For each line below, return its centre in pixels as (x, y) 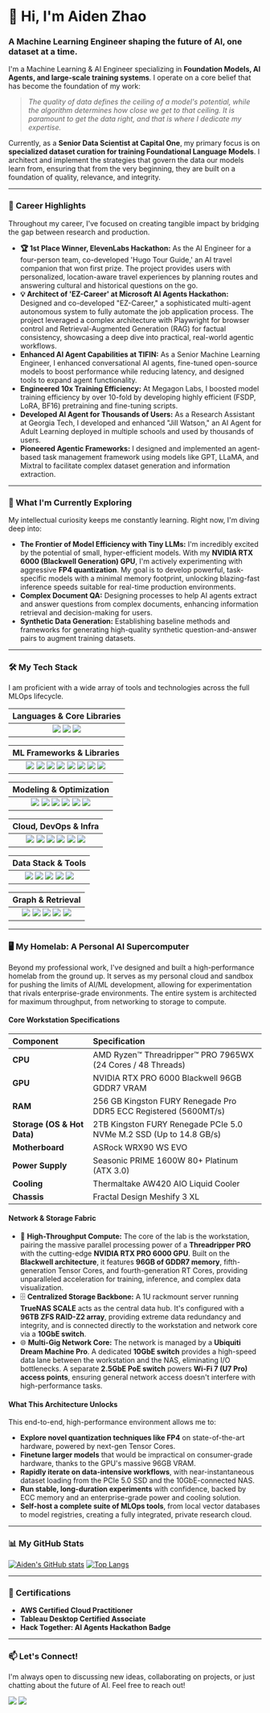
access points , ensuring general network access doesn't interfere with (137, 1377)
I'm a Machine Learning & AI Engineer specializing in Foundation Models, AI (135, 69)
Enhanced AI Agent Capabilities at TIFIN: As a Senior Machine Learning (140, 354)
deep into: (25, 529)
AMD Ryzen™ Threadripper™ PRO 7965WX (174, 1054)
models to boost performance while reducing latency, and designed (132, 371)
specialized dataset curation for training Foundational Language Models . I (134, 151)
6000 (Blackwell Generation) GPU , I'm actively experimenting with (131, 561)
